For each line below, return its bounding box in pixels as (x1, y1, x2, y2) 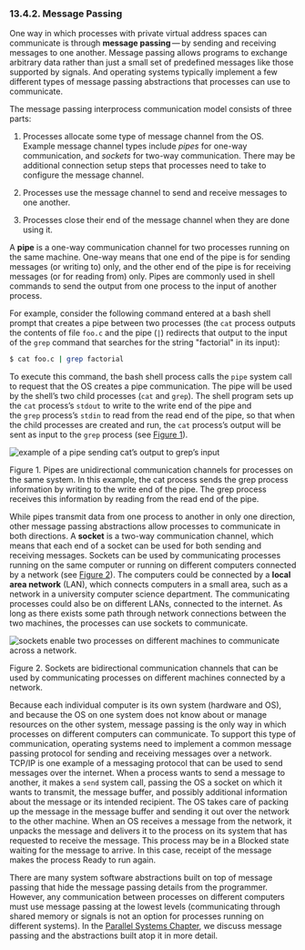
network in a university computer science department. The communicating (9, 588, 290, 599)
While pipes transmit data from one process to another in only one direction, (9, 511, 296, 522)
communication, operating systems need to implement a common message (9, 739, 292, 750)
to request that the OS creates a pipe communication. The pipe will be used (9, 381, 293, 392)
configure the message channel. (22, 169, 145, 180)
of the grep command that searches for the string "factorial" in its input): (9, 337, 280, 348)
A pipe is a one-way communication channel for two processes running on (9, 242, 290, 253)
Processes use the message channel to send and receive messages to (22, 188, 288, 199)
